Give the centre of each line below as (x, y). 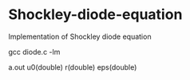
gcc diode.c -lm (34, 51)
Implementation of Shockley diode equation (80, 36)
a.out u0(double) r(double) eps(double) (73, 67)
